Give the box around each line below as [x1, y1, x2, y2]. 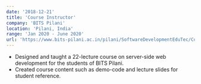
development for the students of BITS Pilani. [14, 59, 124, 67]
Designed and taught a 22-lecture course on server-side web [14, 53, 166, 60]
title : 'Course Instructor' [6, 14, 77, 20]
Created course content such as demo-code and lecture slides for [14, 66, 178, 73]
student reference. [14, 73, 61, 79]
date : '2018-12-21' [6, 8, 55, 15]
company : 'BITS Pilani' [6, 20, 66, 26]
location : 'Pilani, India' [6, 25, 74, 32]
